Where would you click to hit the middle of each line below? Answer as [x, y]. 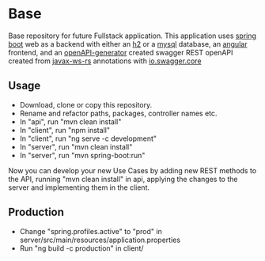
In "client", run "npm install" [65, 130]
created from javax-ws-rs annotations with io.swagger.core [105, 61]
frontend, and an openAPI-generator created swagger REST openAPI [121, 52]
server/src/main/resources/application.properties [100, 240]
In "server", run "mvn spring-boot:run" [82, 155]
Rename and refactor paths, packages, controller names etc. [118, 113]
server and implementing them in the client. [79, 187]
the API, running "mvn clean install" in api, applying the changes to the [123, 179]
